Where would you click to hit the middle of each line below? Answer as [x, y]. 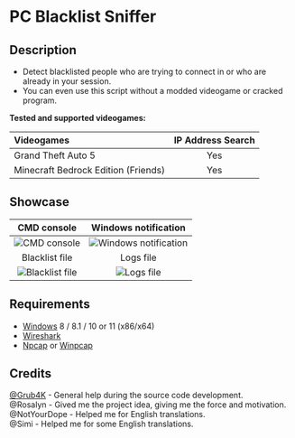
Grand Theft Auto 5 [55, 155]
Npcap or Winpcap [57, 345]
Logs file [138, 257]
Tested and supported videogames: [78, 118]
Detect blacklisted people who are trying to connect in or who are [144, 71]
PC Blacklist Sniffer [83, 17]
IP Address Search [214, 140]
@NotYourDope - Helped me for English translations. [107, 415]
